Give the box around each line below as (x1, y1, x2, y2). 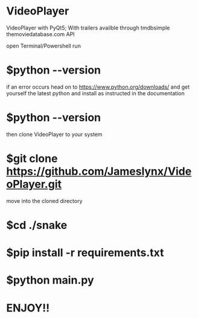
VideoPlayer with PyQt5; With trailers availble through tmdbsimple (6, 24, 170, 31)
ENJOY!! (6, 301, 50, 314)
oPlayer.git (6, 178, 62, 191)
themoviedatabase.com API (6, 30, 75, 37)
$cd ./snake (6, 218, 68, 232)
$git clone (6, 152, 58, 165)
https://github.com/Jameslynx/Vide (6, 164, 192, 178)
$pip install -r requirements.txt (6, 246, 164, 260)
